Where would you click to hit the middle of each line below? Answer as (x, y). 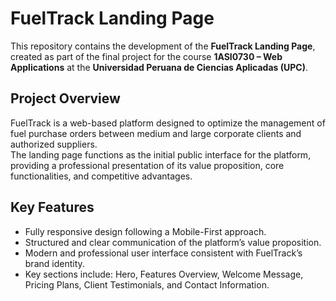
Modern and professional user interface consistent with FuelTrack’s (163, 253)
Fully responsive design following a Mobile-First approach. (145, 231)
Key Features (52, 207)
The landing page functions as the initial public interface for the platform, (161, 154)
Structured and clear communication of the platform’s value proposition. (173, 242)
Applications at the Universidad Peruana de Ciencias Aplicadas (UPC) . (159, 67)
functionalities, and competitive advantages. (101, 176)
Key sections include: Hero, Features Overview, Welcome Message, (164, 274)
